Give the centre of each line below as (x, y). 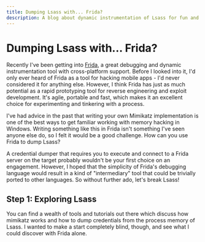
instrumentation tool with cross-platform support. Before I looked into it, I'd (101, 72)
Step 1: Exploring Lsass (52, 199)
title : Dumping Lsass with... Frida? (55, 12)
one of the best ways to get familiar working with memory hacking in (93, 123)
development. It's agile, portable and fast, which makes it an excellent (95, 97)
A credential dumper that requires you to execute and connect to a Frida (98, 154)
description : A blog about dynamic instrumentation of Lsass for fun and (103, 18)
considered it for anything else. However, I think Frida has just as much (96, 85)
